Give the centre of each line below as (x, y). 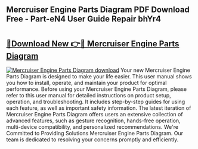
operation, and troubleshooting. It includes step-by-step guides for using (96, 102)
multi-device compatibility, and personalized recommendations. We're (92, 127)
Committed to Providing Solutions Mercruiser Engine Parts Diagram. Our (95, 133)
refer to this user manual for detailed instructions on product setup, (89, 95)
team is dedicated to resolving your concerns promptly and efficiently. (92, 140)
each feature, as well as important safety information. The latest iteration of (99, 108)
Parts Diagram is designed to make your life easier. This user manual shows (99, 76)
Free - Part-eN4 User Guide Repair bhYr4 (83, 19)
